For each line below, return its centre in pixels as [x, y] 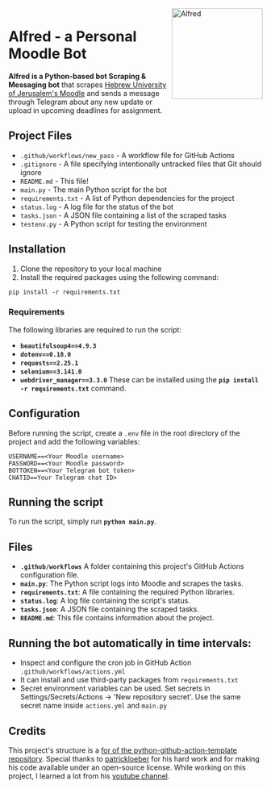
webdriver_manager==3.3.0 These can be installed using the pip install [139, 379]
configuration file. [49, 575]
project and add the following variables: [74, 441]
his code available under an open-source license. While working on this [127, 767]
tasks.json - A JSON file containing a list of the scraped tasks [123, 215]
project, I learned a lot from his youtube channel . [89, 776]
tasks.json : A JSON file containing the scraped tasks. [109, 609]
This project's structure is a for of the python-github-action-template [123, 750]
